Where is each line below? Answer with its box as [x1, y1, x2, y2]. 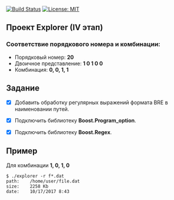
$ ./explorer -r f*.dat [6, 173, 65, 179]
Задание [6, 83, 40, 94]
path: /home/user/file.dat [6, 178, 81, 184]
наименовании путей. [14, 105, 69, 112]
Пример [6, 146, 38, 156]
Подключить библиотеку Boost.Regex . [14, 128, 112, 135]
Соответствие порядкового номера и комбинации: [6, 40, 160, 48]
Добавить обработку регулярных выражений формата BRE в [14, 99, 169, 106]
